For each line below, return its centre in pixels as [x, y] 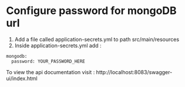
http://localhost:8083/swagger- [134, 72]
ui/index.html [22, 78]
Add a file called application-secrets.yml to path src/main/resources [97, 39]
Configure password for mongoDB [92, 11]
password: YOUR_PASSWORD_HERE [48, 61]
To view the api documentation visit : [51, 72]
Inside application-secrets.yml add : [58, 46]
